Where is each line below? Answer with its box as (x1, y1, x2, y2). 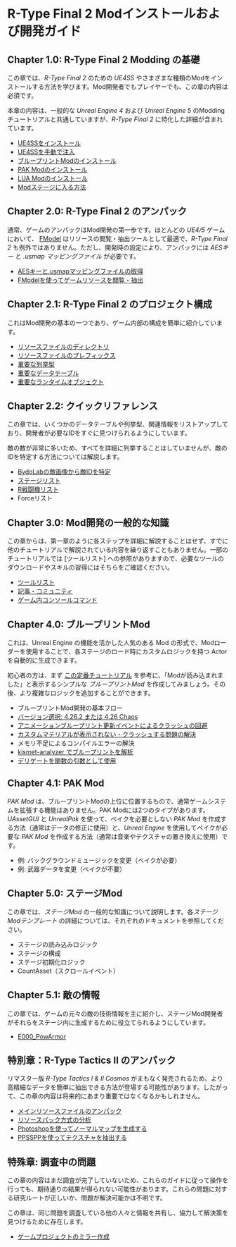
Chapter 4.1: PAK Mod (7, 778, 105, 790)
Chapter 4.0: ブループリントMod (7, 618, 151, 630)
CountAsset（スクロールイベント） (17, 966, 119, 975)
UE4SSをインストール (17, 139, 81, 147)
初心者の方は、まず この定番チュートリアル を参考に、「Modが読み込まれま (7, 671, 223, 680)
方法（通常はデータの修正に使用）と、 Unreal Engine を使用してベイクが (13, 823, 222, 832)
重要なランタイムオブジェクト (17, 377, 104, 386)
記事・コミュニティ (17, 587, 73, 596)
